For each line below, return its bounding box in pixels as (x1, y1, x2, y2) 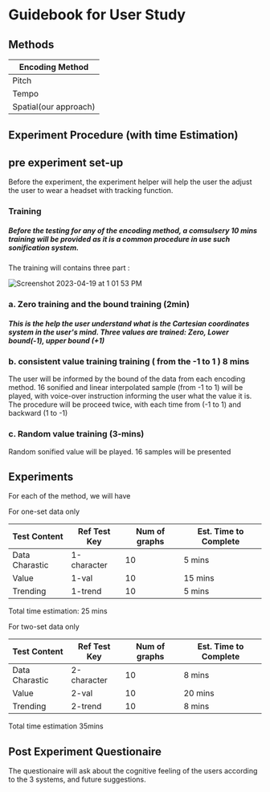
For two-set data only (8, 622, 80, 632)
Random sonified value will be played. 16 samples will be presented (8, 446, 231, 456)
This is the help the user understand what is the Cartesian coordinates (8, 318, 250, 328)
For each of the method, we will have (8, 491, 131, 501)
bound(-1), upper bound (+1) (8, 335, 105, 345)
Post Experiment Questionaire (8, 745, 162, 758)
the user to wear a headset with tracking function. (8, 186, 174, 195)
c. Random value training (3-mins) (8, 429, 145, 440)
